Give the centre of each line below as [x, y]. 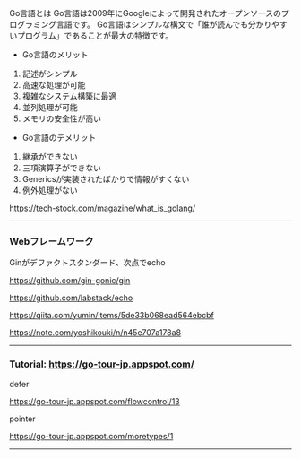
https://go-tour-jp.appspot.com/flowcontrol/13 [95, 401]
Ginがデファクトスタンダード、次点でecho [87, 263]
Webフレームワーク [52, 241]
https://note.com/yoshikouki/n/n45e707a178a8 [95, 333]
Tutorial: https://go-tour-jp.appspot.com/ [102, 364]
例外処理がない [50, 190]
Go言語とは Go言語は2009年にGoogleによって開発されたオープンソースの [146, 13]
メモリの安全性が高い [61, 118]
